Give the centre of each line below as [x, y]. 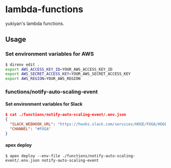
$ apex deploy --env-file [33, 156]
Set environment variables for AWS [50, 54]
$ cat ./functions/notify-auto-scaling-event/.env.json [66, 115]
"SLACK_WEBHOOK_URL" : [33, 124]
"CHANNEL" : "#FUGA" [31, 129]
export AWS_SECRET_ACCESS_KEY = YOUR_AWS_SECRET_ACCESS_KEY [68, 74]
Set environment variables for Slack [44, 104]
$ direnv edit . [22, 65]
